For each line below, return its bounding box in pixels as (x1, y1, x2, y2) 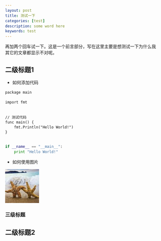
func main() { (5, 120, 34, 125)
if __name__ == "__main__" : (5, 144, 63, 149)
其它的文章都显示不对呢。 (5, 50, 57, 56)
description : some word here (5, 24, 65, 29)
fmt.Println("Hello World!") (14, 125, 74, 130)
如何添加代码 (12, 79, 38, 85)
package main (5, 90, 32, 95)
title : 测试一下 (5, 13, 35, 18)
